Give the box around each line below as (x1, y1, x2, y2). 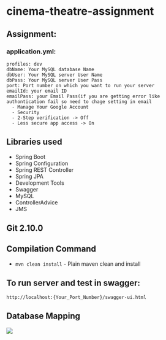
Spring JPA (15, 172, 44, 180)
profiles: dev (6, 61, 43, 67)
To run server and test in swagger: (6, 278, 141, 288)
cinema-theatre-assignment (6, 4, 154, 18)
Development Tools (15, 179, 64, 187)
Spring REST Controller (15, 166, 74, 173)
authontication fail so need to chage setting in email (6, 98, 152, 105)
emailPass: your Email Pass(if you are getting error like (6, 93, 160, 99)
